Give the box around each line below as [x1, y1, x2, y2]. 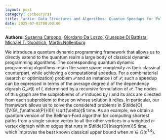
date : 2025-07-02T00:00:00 [5, 21, 61, 26]
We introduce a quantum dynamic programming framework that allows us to [5, 49, 160, 55]
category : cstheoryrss [5, 12, 52, 17]
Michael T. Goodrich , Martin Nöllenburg [5, 40, 85, 46]
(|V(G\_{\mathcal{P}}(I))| [5, 108, 55, 113]
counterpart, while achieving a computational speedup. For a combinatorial [5, 70, 158, 76]
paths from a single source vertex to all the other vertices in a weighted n [5, 118, 154, 124]
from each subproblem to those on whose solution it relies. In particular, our [5, 97, 160, 103]
